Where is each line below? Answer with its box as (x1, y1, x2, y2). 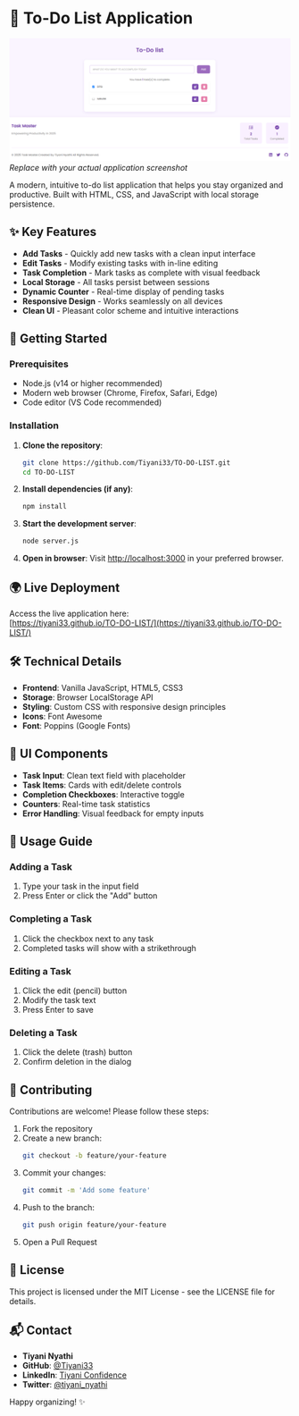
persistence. (9, 198, 55, 209)
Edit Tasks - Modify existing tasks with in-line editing (21, 257, 219, 268)
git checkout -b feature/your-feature (21, 1151, 167, 1160)
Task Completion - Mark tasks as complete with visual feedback (21, 267, 261, 278)
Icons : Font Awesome (21, 711, 103, 721)
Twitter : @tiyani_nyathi (21, 1379, 108, 1390)
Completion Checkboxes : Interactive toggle (21, 788, 185, 799)
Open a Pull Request (21, 1236, 98, 1247)
